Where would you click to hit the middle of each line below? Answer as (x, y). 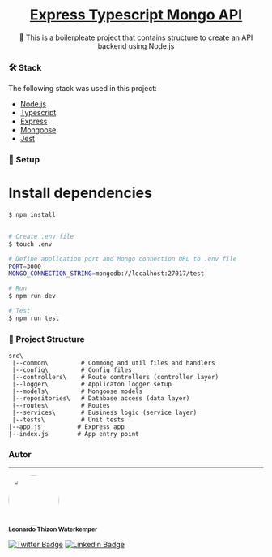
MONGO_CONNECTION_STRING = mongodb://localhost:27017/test (106, 274)
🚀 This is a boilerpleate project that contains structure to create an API (136, 37)
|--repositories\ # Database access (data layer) (101, 399)
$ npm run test (34, 318)
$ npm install (32, 215)
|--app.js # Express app (67, 427)
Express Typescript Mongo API (136, 15)
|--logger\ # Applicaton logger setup (92, 384)
